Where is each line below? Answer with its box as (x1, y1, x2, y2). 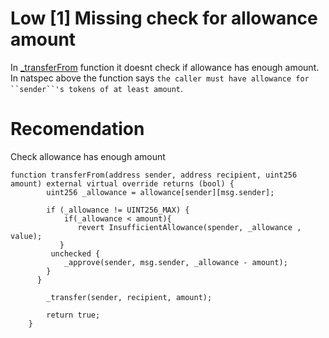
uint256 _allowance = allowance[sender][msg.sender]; (46, 187, 275, 197)
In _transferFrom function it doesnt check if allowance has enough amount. (10, 61, 320, 73)
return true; (46, 310, 101, 320)
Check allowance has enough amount (10, 150, 166, 162)
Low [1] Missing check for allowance (10, 7, 318, 30)
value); (10, 231, 43, 241)
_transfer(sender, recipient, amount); (46, 292, 213, 302)
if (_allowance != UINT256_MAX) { (46, 205, 190, 215)
